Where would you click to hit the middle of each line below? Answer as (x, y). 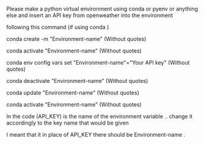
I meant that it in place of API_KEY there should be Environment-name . (96, 135)
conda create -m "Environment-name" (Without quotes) (76, 39)
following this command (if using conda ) (58, 27)
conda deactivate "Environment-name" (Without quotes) (77, 81)
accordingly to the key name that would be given (68, 123)
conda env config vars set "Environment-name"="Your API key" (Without (98, 63)
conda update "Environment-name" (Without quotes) (73, 93)
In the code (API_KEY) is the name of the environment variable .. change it (100, 116)
